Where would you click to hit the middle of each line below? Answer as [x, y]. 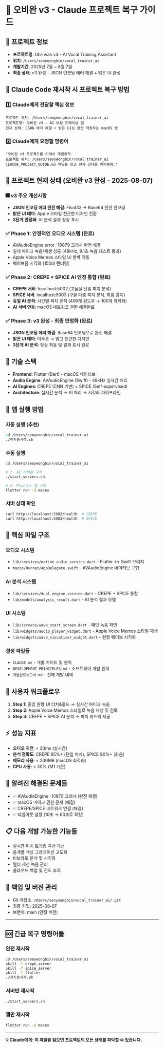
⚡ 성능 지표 [21, 733]
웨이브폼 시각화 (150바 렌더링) [41, 263]
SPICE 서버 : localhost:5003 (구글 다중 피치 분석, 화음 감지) [69, 295]
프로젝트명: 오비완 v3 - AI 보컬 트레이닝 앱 [45, 123]
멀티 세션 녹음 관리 [30, 864]
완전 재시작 [18, 949]
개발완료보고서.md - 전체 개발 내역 [43, 675]
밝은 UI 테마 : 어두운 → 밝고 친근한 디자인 [51, 339]
